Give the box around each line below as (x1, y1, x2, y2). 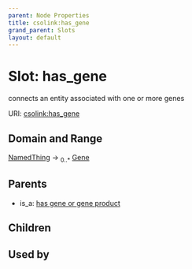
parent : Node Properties (8, 11, 90, 20)
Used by (8, 248, 50, 261)
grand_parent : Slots (8, 26, 76, 34)
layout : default (8, 33, 61, 42)
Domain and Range (8, 132, 103, 145)
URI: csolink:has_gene (8, 109, 80, 118)
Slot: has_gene (8, 68, 108, 85)
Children (8, 222, 51, 234)
